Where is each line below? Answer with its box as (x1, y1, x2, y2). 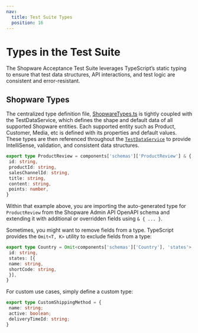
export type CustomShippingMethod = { (6, 300, 102, 306)
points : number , (8, 186, 49, 193)
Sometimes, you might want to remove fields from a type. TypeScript (6, 226, 174, 234)
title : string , (8, 175, 46, 181)
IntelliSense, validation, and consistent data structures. (6, 142, 139, 149)
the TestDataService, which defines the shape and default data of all (6, 117, 173, 124)
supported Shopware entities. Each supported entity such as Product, (6, 123, 176, 130)
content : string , (8, 181, 51, 187)
